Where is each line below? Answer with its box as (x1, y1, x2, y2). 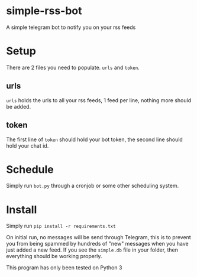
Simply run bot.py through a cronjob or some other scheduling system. (6, 182, 179, 190)
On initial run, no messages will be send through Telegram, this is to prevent (6, 234, 191, 241)
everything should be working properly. (6, 253, 102, 260)
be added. (6, 103, 31, 110)
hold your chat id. (6, 142, 49, 149)
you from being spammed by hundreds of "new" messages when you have (6, 240, 189, 247)
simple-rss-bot (6, 4, 82, 18)
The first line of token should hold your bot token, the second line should (6, 136, 183, 143)
